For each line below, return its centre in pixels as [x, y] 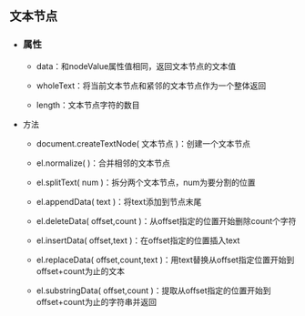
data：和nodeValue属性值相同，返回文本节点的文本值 [136, 66]
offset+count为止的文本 [81, 270]
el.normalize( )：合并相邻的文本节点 [103, 163]
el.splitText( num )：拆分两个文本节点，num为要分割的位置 [146, 182]
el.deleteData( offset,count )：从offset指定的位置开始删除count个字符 [166, 220]
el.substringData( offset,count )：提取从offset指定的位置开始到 [153, 291]
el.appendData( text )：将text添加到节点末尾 [119, 201]
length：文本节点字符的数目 [88, 105]
